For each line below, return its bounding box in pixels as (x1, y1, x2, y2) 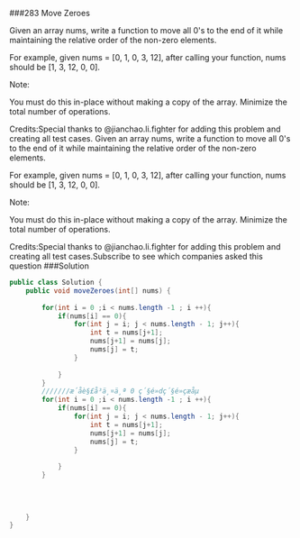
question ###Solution (9, 260, 90, 271)
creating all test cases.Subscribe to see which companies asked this (9, 251, 263, 261)
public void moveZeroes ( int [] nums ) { (25, 286, 171, 296)
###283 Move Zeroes (9, 8, 90, 18)
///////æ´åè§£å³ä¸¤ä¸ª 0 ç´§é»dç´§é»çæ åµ (41, 387, 200, 396)
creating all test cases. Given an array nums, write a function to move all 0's (9, 133, 291, 143)
